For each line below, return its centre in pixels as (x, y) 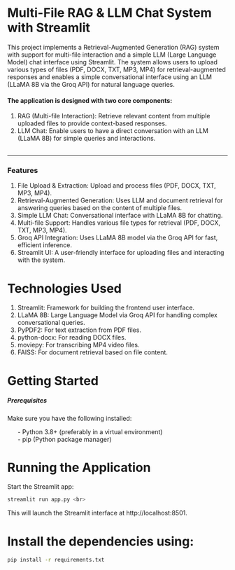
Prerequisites (27, 401)
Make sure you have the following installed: (70, 418)
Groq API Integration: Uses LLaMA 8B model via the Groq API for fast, (117, 238)
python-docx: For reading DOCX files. (72, 338)
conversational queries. (51, 323)
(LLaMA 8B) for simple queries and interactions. (86, 139)
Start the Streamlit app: (41, 487)
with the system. (41, 260)
